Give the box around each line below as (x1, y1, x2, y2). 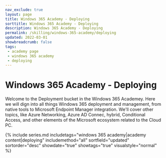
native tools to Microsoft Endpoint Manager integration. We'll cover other (5, 106, 154, 112)
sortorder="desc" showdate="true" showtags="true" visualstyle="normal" (5, 143, 157, 149)
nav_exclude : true (5, 7, 43, 12)
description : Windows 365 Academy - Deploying (5, 26, 103, 31)
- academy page (7, 49, 39, 54)
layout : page (5, 12, 32, 17)
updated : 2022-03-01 (5, 35, 48, 40)
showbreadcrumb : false (5, 40, 52, 45)
